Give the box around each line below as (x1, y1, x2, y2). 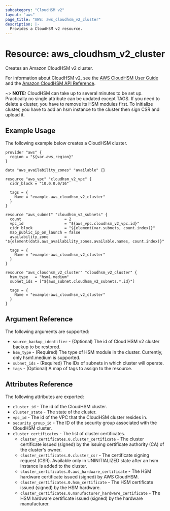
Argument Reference (5, 315, 73, 323)
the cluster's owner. (20, 446, 62, 453)
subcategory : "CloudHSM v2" (5, 7, 65, 13)
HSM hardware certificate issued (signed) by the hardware (20, 495, 143, 501)
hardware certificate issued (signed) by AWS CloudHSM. (20, 473, 139, 479)
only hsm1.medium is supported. (12, 354, 81, 360)
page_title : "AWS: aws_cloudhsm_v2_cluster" (5, 17, 101, 22)
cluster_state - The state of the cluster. (12, 409, 97, 415)
